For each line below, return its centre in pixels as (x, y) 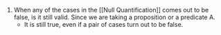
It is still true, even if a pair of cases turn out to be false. (104, 24)
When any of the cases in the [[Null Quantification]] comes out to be (111, 10)
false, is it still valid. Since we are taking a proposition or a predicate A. (115, 17)
